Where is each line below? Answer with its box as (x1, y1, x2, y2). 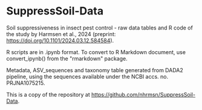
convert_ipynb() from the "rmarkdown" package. (6, 55, 128, 62)
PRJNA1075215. (6, 79, 45, 87)
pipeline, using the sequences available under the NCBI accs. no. (6, 73, 169, 80)
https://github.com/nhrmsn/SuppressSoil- (91, 91, 195, 98)
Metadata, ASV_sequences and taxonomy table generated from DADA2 (6, 66, 183, 73)
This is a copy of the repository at (6, 91, 91, 98)
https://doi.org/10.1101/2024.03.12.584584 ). (6, 37, 114, 44)
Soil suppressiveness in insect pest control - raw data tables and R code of (6, 24, 194, 31)
